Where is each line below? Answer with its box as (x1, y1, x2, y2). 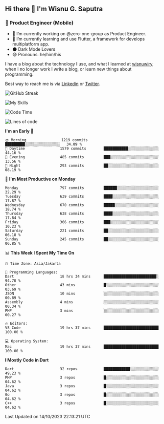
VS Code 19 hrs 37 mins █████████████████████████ (5, 325, 159, 330)
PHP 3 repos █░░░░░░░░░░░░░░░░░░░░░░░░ (5, 375, 159, 380)
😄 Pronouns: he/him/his (12, 51, 61, 57)
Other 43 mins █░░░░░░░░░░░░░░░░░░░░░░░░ (5, 282, 159, 287)
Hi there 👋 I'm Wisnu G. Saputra (5, 5, 103, 13)
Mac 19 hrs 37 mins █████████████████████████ (5, 344, 159, 349)
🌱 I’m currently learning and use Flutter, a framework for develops (12, 36, 145, 42)
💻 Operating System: (5, 339, 49, 343)
